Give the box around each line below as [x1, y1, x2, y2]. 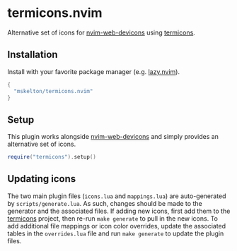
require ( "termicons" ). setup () [7, 154, 97, 161]
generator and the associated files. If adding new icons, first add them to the [7, 207, 231, 215]
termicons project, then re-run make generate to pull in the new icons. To [7, 214, 218, 223]
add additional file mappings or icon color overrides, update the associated [7, 221, 226, 230]
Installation [7, 49, 58, 61]
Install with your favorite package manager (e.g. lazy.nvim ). [7, 67, 180, 75]
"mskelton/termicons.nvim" [13, 87, 93, 94]
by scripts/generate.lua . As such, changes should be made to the [7, 199, 203, 207]
